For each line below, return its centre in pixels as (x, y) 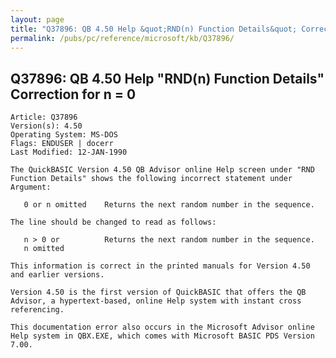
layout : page (37, 19)
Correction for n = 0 (73, 94)
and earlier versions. (57, 275)
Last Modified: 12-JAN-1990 (69, 152)
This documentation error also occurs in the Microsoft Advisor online (162, 327)
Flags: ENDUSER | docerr (62, 144)
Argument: (31, 187)
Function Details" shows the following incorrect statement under (151, 179)
